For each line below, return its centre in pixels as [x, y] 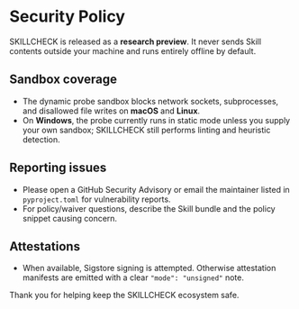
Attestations [45, 246]
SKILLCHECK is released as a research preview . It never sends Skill [136, 41]
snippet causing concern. [70, 218]
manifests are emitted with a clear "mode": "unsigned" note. [133, 277]
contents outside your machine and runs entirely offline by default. [133, 50]
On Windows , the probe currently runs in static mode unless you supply [156, 120]
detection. [41, 139]
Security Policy [68, 17]
